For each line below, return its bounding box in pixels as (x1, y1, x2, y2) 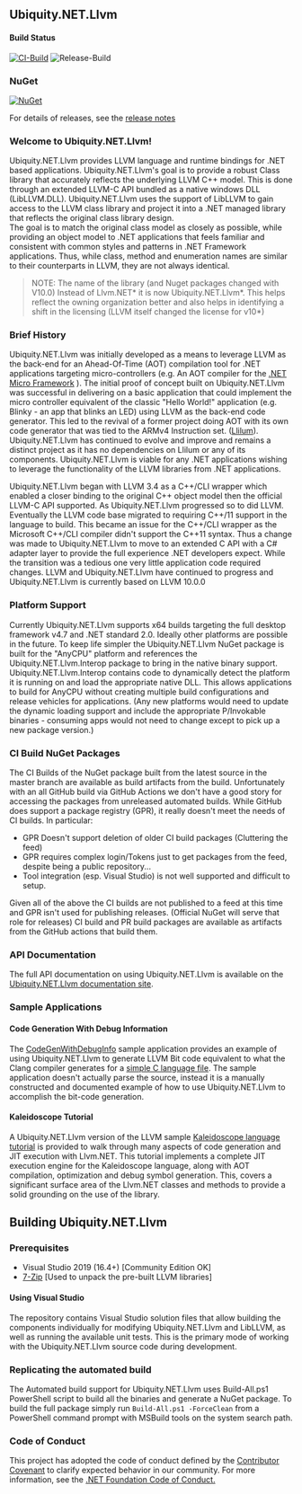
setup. (22, 880, 47, 891)
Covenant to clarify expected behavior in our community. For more (9, 1464, 256, 1476)
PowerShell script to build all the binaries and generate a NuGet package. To (9, 1392, 292, 1404)
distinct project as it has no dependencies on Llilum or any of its (9, 445, 246, 455)
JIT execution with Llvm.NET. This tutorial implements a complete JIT (9, 1150, 266, 1162)
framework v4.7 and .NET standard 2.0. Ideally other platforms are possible (9, 629, 289, 640)
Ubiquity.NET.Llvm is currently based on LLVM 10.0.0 (9, 577, 206, 588)
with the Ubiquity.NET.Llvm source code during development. (9, 1340, 237, 1351)
